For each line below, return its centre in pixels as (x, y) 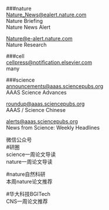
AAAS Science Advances (36, 92)
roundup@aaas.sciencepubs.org (45, 104)
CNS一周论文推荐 (27, 201)
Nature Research (26, 45)
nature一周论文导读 (29, 162)
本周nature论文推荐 (29, 182)
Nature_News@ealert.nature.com (46, 15)
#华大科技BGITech (28, 194)
